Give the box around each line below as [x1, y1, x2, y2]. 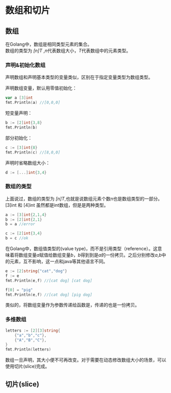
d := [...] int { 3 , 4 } [5, 170, 47, 175]
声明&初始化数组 [5, 61, 46, 69]
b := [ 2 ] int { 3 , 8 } [5, 120, 42, 125]
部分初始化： [5, 135, 32, 141]
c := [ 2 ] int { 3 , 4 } [5, 231, 42, 236]
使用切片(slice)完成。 [5, 363, 50, 369]
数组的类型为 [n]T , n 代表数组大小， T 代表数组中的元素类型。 [5, 48, 131, 54]
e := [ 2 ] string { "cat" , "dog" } [5, 269, 67, 274]
